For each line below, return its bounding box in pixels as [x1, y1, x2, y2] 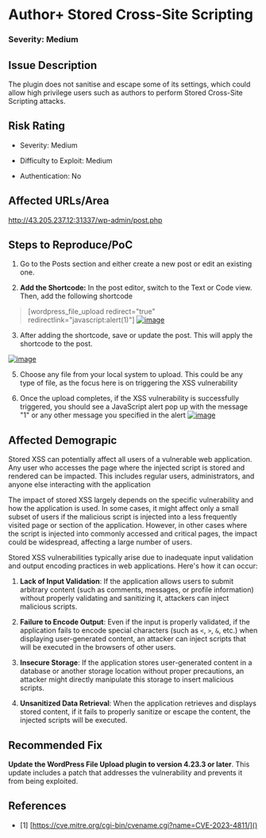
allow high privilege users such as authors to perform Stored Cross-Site [8, 87, 244, 97]
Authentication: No [19, 171, 82, 180]
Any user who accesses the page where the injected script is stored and [8, 463, 245, 473]
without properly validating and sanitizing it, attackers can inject [19, 594, 229, 603]
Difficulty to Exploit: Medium [19, 156, 113, 165]
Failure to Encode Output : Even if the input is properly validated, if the [19, 617, 250, 627]
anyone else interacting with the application [8, 480, 151, 490]
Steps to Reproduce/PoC [8, 238, 133, 252]
